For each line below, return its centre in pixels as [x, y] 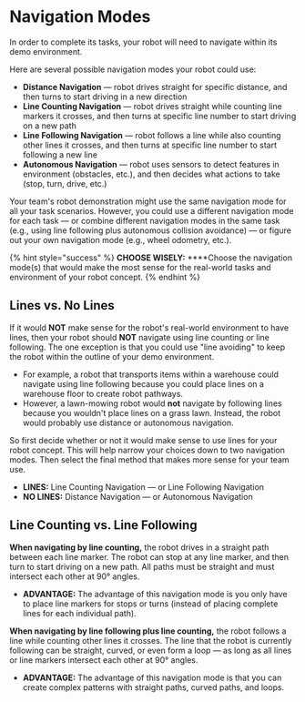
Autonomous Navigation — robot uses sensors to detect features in [151, 164]
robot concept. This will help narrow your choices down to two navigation [147, 450]
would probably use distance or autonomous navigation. [128, 422]
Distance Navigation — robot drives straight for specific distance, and [155, 86]
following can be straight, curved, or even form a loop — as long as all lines [151, 650]
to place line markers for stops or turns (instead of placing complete [150, 604]
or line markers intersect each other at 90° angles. [104, 660]
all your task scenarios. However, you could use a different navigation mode [152, 210]
